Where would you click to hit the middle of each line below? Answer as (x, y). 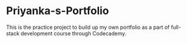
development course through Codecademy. (73, 33)
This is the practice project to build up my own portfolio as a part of (88, 27)
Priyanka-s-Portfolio (58, 11)
